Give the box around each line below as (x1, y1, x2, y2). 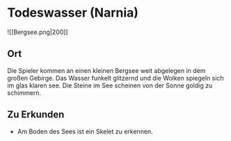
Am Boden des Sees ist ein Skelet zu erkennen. (17, 127, 153, 135)
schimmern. (7, 88, 42, 97)
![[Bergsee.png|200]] (7, 28, 68, 36)
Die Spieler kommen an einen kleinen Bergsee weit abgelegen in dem (7, 66, 206, 74)
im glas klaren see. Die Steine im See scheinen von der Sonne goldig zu (7, 81, 213, 90)
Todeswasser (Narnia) (7, 5, 139, 21)
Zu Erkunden (7, 109, 65, 121)
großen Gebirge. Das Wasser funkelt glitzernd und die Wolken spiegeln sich (7, 74, 224, 82)
